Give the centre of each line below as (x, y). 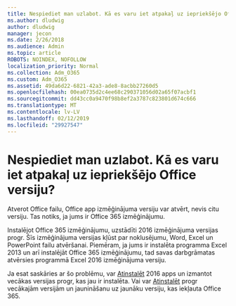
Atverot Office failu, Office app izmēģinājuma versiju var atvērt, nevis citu (113, 209)
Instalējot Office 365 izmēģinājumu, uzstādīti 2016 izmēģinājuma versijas (113, 230)
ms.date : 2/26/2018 (36, 40)
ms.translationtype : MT (42, 106)
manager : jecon (29, 33)
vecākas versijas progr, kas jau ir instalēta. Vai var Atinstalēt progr (103, 281)
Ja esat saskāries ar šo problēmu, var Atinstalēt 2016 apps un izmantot (110, 274)
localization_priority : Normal (53, 66)
